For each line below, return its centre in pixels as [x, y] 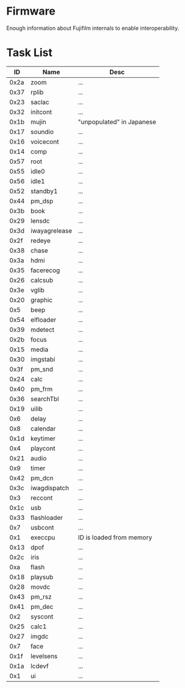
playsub [42, 577]
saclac [40, 102]
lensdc [40, 220]
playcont [43, 448]
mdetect [42, 329]
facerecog [45, 270]
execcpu [43, 537]
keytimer [43, 438]
